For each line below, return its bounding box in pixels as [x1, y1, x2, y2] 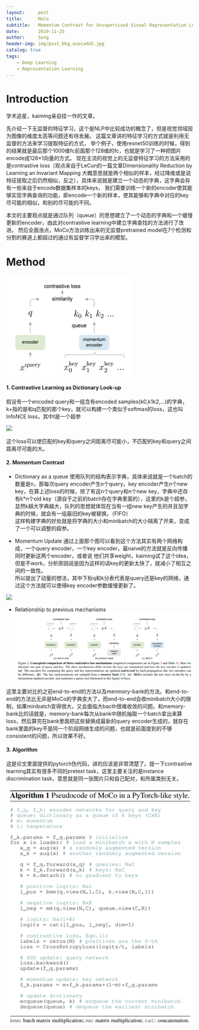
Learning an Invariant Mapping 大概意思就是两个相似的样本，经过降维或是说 [6, 170, 191, 177]
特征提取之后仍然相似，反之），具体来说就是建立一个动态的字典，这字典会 [6, 177, 185, 184]
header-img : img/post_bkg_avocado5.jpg [6, 41, 105, 47]
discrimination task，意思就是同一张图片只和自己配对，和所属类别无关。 [6, 774, 182, 782]
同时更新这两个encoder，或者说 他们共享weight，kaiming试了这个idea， [14, 552, 192, 559]
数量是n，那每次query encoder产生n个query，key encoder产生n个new [14, 480, 188, 487]
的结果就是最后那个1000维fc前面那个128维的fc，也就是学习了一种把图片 [6, 147, 182, 154]
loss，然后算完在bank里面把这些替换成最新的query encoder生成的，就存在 [6, 718, 189, 725]
